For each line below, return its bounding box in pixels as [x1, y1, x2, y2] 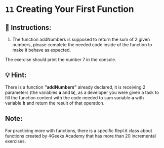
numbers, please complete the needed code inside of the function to [12, 42, 152, 48]
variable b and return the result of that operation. [5, 100, 105, 106]
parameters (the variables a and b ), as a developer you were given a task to [5, 89, 159, 95]
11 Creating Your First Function [5, 3, 134, 15]
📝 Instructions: [5, 23, 52, 32]
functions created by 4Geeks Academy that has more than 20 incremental [5, 133, 156, 139]
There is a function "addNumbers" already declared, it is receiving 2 [5, 84, 146, 90]
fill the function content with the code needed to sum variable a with [5, 94, 144, 100]
